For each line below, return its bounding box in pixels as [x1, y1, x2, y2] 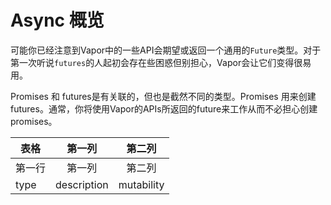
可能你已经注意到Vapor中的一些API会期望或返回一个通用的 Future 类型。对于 [10, 44, 322, 56]
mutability [118, 177, 165, 191]
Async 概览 [10, 9, 105, 32]
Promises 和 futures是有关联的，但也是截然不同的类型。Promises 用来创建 [10, 90, 317, 102]
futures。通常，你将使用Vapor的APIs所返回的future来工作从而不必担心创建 [10, 102, 318, 115]
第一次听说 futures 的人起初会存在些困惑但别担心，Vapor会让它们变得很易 [10, 56, 312, 68]
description [55, 177, 109, 191]
